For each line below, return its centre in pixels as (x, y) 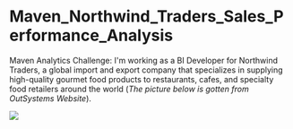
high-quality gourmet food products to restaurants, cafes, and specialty (142, 79)
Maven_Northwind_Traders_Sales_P (146, 17)
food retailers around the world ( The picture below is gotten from (129, 89)
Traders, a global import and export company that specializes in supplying (146, 70)
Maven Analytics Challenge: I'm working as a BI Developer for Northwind (143, 60)
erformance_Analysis (91, 35)
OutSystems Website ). (51, 98)
